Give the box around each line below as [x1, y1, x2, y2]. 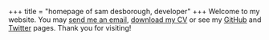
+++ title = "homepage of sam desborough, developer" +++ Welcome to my [8, 7, 260, 16]
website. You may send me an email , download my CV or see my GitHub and [8, 15, 262, 24]
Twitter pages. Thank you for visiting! [8, 24, 132, 32]
